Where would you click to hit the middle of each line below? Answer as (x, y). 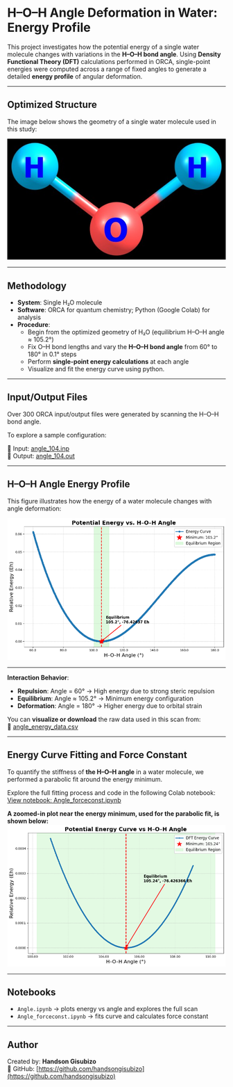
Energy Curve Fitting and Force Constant (97, 755)
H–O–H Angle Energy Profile (69, 484)
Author (23, 1045)
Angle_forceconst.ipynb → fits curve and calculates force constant (113, 1016)
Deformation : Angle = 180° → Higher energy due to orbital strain (110, 706)
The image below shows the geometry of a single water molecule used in (112, 121)
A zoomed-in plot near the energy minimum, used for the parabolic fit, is (113, 813)
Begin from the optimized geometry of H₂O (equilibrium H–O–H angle (126, 332)
